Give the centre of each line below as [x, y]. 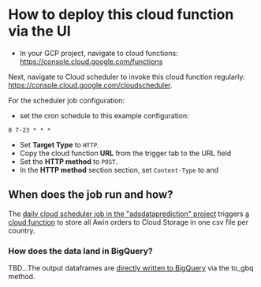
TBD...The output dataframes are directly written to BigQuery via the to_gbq [131, 268]
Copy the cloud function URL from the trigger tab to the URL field [125, 153]
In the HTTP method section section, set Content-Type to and [119, 170]
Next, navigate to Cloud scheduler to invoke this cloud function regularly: [127, 76]
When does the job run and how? [91, 195]
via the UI [39, 31]
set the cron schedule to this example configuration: [104, 115]
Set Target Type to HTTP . [60, 144]
